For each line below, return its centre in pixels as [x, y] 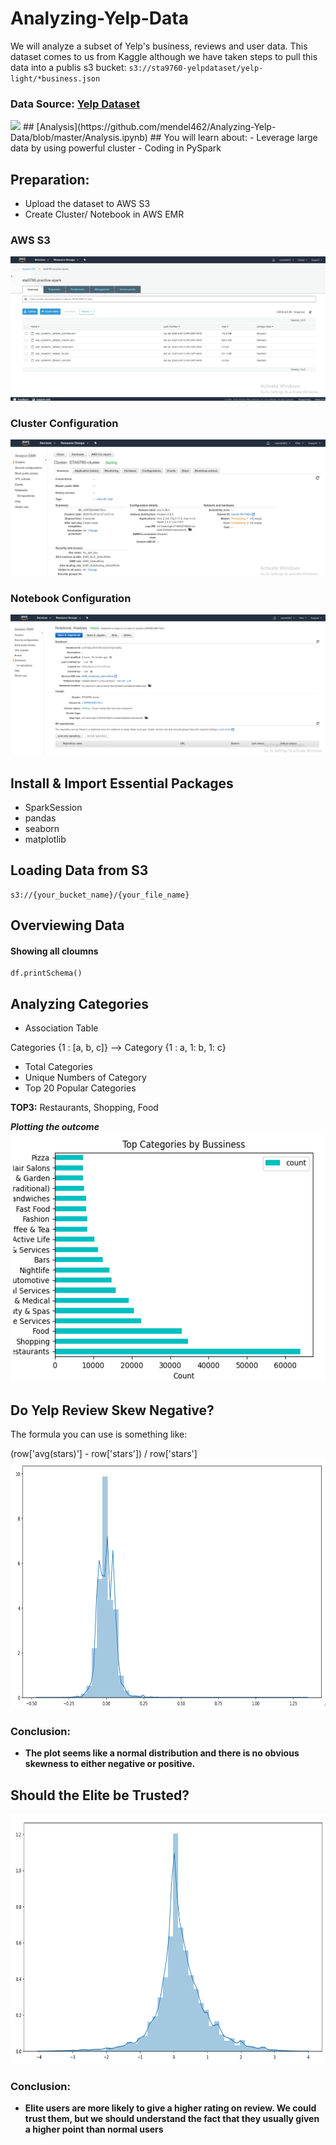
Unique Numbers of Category [85, 1078]
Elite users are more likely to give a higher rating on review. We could [170, 2108]
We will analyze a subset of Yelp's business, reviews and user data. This [159, 46]
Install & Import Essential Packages [122, 783]
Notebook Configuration [71, 598]
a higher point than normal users [94, 2129]
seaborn [42, 829]
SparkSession [53, 808]
